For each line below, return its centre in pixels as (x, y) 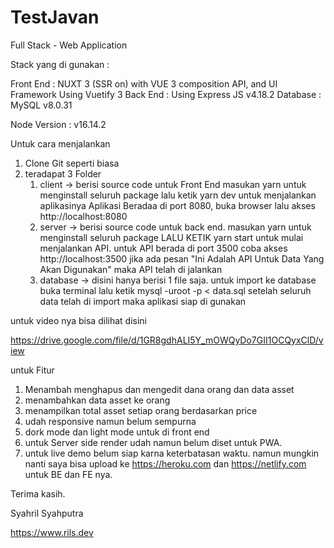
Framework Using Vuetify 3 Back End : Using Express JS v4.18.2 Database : (166, 94)
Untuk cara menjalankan (60, 143)
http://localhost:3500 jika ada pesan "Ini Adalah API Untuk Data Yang (182, 258)
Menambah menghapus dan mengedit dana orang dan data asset (159, 389)
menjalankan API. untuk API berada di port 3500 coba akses (163, 248)
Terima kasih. (38, 493)
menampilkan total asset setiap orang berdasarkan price (141, 410)
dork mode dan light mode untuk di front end (117, 432)
